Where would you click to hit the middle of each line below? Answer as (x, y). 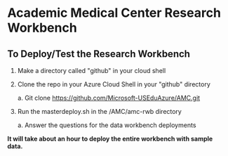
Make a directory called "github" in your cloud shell (92, 71)
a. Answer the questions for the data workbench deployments (107, 125)
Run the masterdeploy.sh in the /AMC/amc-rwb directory (100, 111)
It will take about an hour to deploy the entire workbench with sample (110, 139)
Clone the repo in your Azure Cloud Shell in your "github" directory (114, 84)
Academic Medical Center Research (114, 13)
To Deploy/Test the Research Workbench (99, 54)
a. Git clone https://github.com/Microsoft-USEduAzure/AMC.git (109, 98)
